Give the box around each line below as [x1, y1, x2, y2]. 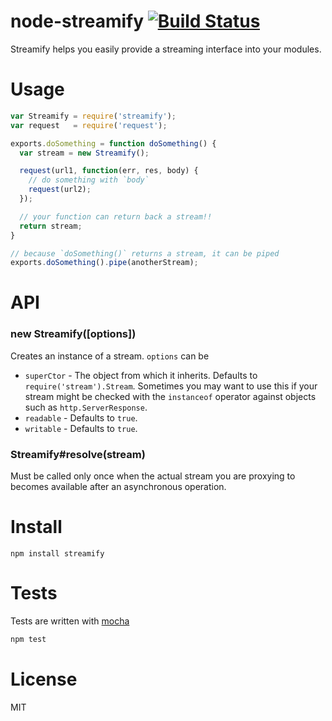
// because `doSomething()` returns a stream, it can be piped [10, 248, 280, 259]
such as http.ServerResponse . [24, 401, 148, 413]
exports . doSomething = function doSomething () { [10, 138, 217, 149]
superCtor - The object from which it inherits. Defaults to [24, 369, 258, 381]
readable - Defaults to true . [24, 411, 138, 424]
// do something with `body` [28, 175, 150, 185]
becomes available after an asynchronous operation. [10, 481, 227, 493]
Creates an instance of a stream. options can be [10, 350, 210, 362]
